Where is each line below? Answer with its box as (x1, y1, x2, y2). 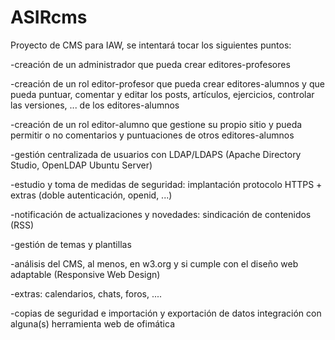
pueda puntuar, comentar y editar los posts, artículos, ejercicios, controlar (10, 88, 315, 100)
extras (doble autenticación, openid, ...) (10, 189, 173, 201)
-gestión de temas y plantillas (10, 238, 132, 250)
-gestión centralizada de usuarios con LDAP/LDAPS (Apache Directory (10, 148, 302, 160)
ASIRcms (10, 6, 88, 29)
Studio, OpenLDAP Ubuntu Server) (10, 159, 153, 171)
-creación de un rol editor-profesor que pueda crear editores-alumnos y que (10, 77, 325, 90)
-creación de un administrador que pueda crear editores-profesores (10, 58, 291, 70)
